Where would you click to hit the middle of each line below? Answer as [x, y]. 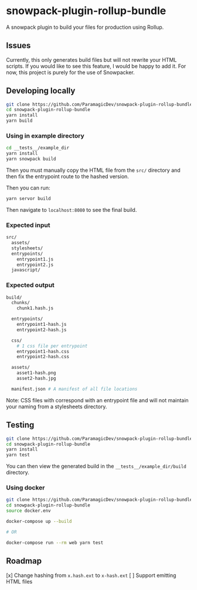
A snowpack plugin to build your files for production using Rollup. [85, 27]
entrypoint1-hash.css [43, 351]
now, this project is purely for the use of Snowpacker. [70, 72]
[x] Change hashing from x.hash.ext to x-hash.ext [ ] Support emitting [91, 575]
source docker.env [28, 511]
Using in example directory [45, 135]
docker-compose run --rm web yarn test [55, 542]
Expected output [30, 285]
